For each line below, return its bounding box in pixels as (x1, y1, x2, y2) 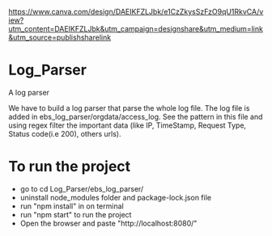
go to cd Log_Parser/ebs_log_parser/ (19, 183, 144, 193)
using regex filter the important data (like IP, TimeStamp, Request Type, (8, 120, 247, 130)
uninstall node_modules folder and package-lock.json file (19, 192, 212, 202)
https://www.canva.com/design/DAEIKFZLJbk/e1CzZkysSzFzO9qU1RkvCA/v (8, 7, 264, 16)
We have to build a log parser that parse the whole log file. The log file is (8, 103, 250, 112)
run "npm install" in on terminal (19, 201, 124, 211)
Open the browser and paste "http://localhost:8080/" (19, 218, 198, 228)
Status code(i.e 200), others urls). (8, 129, 121, 138)
